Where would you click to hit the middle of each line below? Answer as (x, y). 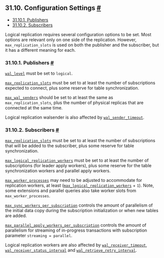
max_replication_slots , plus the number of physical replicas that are (74, 103)
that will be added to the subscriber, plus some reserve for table (70, 146)
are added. (16, 216)
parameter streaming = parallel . (39, 236)
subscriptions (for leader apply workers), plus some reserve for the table (78, 166)
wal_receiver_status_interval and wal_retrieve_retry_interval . (71, 250)
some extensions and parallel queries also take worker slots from (71, 191)
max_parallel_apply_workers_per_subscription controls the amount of (76, 225)
